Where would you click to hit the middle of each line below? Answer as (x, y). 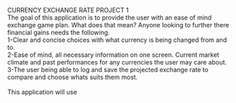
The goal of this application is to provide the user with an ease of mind (110, 18)
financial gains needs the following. (59, 32)
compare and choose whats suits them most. (73, 77)
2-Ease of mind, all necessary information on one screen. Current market (113, 55)
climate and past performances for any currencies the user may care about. (117, 62)
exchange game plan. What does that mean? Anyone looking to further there (118, 25)
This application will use (42, 92)
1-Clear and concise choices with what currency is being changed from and (117, 40)
